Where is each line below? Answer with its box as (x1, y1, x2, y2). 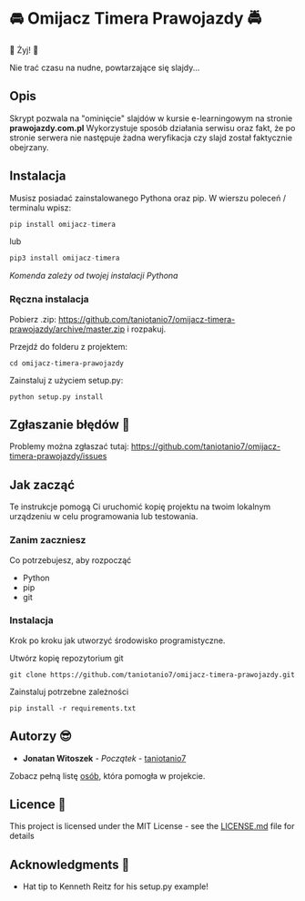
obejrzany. (9, 141, 49, 152)
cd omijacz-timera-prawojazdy (9, 358, 125, 368)
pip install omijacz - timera (9, 220, 117, 229)
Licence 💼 (9, 797, 66, 813)
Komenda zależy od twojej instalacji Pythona (9, 271, 178, 282)
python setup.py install (9, 392, 104, 402)
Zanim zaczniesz (9, 534, 86, 547)
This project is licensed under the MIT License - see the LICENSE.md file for (9, 821, 295, 832)
